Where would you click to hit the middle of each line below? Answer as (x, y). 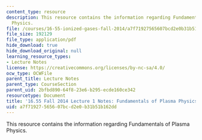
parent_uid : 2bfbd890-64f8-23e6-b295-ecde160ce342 (71, 90)
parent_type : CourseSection (41, 85)
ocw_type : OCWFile (29, 73)
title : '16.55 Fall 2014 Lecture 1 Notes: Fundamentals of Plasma (91, 101)
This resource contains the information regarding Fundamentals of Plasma (98, 124)
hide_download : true (32, 46)
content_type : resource (36, 12)
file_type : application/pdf (41, 40)
